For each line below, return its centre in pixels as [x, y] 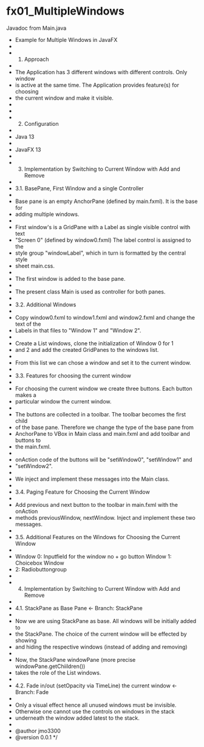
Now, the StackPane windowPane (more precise [75, 659]
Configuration [41, 123]
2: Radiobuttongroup [41, 569]
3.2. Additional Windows [46, 305]
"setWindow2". [34, 466]
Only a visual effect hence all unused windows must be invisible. [96, 705]
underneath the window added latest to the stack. [77, 718]
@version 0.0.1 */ [36, 737]
